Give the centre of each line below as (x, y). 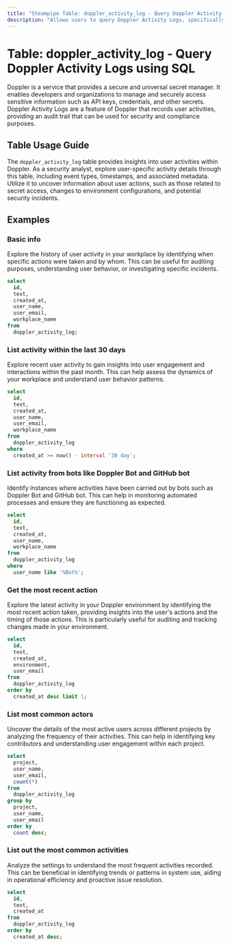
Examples (28, 220)
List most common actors (50, 714)
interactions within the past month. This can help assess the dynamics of (110, 372)
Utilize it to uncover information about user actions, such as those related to (114, 184)
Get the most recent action (52, 590)
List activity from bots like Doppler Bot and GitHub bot (99, 473)
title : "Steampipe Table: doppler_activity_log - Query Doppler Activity (115, 13)
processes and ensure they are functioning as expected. (87, 503)
